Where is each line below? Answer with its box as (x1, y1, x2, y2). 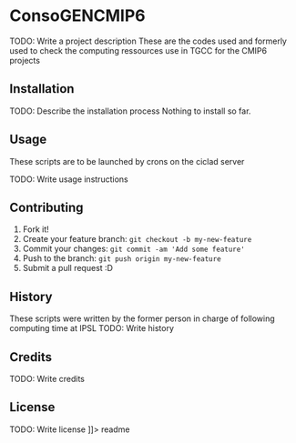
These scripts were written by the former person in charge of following (9, 313, 275, 324)
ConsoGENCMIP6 (9, 5, 146, 26)
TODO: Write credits (9, 374, 85, 384)
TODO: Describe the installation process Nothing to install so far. (9, 106, 251, 116)
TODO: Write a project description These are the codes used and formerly (9, 35, 287, 46)
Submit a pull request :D (22, 263, 114, 274)
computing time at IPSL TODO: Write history (9, 323, 175, 334)
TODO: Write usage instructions (9, 174, 129, 185)
